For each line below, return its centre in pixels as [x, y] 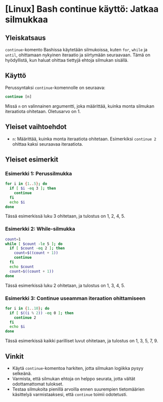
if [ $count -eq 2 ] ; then [37, 248]
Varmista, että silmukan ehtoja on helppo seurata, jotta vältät [74, 378]
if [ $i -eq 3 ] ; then [33, 189]
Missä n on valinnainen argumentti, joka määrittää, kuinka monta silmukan [80, 106]
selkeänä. [22, 373]
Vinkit [15, 356]
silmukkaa [27, 20]
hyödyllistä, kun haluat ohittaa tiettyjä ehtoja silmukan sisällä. [67, 60]
